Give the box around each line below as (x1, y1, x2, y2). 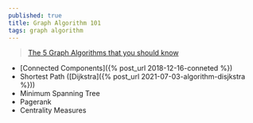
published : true (8, 11, 62, 20)
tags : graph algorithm (8, 26, 84, 34)
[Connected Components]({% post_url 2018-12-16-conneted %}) (19, 63, 233, 73)
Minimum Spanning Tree (19, 89, 101, 98)
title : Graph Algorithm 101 (8, 19, 102, 27)
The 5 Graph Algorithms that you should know (27, 48, 179, 58)
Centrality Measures (19, 106, 87, 115)
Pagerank (19, 97, 52, 107)
